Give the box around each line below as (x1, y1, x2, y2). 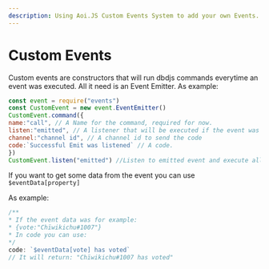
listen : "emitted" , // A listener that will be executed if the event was (8, 126, 260, 134)
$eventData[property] (8, 179, 81, 187)
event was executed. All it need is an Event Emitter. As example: (8, 81, 219, 90)
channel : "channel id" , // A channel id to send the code (8, 134, 203, 142)
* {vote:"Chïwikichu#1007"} (8, 223, 102, 232)
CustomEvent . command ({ (8, 111, 84, 120)
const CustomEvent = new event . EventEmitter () (8, 104, 167, 112)
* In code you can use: (8, 231, 88, 239)
